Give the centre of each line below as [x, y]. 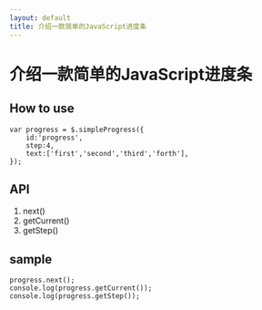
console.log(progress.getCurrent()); [81, 288]
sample [31, 259]
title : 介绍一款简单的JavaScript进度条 [78, 26]
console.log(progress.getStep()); [75, 296]
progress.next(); [42, 280]
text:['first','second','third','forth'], [107, 153]
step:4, [40, 145]
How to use [42, 109]
